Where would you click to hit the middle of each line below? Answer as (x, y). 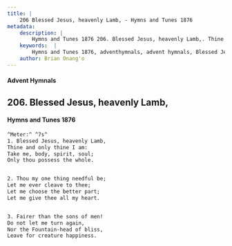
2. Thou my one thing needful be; (57, 179)
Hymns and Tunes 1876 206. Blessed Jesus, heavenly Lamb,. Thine (128, 39)
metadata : (21, 26)
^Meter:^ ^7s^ (28, 134)
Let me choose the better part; (54, 192)
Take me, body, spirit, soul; (51, 154)
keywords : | (38, 46)
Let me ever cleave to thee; (49, 185)
